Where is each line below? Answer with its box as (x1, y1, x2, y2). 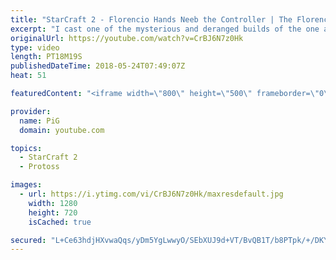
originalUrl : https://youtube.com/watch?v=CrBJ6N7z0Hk (10, 33, 244, 43)
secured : (10, 235, 47, 245)
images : (10, 180, 43, 190)
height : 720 (28, 207, 78, 218)
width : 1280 (28, 198, 78, 208)
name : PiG (19, 116, 60, 126)
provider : (10, 106, 52, 116)
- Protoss (19, 162, 60, 172)
